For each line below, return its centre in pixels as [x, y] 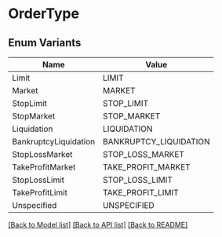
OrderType [44, 14]
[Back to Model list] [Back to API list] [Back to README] [98, 225]
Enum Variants [45, 43]
